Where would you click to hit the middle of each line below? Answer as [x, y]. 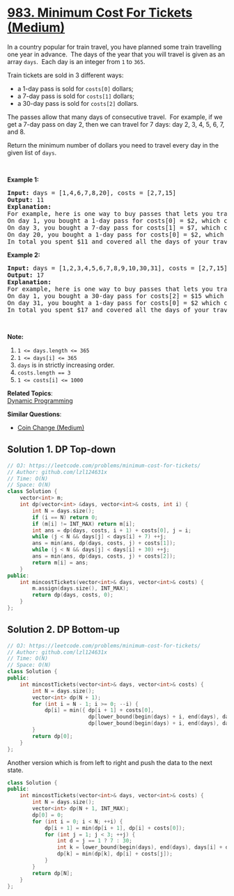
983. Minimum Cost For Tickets [100, 13]
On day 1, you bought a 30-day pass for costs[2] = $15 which [116, 296]
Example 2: [24, 255]
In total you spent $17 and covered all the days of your [108, 310]
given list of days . [32, 152]
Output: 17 [26, 275]
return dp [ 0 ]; [53, 736]
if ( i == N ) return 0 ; [65, 517]
